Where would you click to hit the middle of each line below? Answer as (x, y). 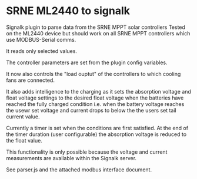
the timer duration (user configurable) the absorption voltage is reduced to (96, 134)
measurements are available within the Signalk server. (71, 158)
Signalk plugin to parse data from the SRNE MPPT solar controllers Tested (96, 27)
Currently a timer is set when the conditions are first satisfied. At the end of (97, 128)
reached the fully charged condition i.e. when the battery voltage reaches (95, 104)
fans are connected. (30, 80)
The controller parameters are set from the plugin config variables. (87, 62)
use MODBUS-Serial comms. (41, 39)
